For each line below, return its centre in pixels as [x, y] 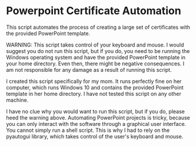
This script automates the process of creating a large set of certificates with [98, 27]
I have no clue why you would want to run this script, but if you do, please [96, 111]
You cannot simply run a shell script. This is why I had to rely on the [88, 130]
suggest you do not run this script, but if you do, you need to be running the [98, 51]
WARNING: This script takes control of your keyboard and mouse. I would [95, 45]
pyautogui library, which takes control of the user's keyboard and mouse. [95, 136]
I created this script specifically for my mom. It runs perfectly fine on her [94, 81]
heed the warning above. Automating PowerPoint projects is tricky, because [98, 117]
